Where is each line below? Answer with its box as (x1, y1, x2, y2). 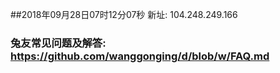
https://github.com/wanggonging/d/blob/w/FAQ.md (10, 49, 270, 63)
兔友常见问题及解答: (10, 36, 107, 50)
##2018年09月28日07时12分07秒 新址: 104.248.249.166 (10, 9, 238, 20)
